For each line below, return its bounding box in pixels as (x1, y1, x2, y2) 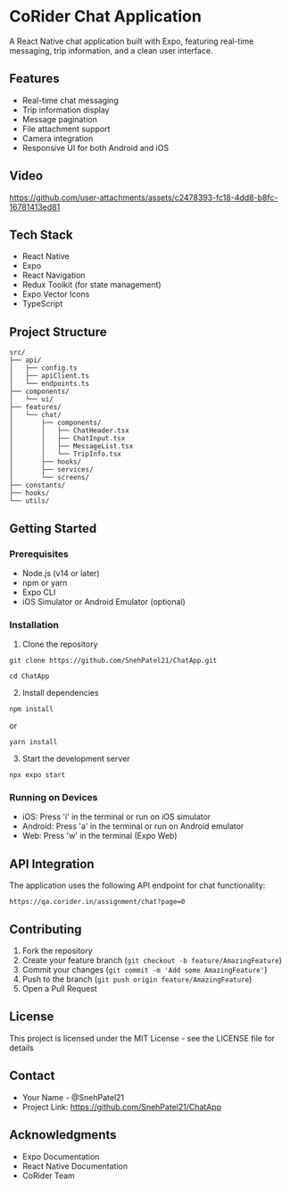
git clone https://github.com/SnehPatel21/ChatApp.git (9, 657, 218, 665)
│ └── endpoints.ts (9, 380, 90, 389)
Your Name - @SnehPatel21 (21, 1092, 125, 1102)
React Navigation (21, 270, 86, 280)
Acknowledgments (9, 1127, 118, 1142)
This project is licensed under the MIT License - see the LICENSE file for (9, 1033, 275, 1043)
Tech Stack (9, 227, 73, 242)
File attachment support (21, 123, 111, 134)
